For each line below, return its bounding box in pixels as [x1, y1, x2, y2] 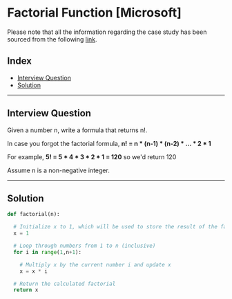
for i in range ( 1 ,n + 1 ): [13, 248, 81, 255]
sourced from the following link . [7, 35, 98, 43]
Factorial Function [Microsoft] [7, 5, 182, 21]
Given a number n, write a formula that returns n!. [7, 126, 148, 134]
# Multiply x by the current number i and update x [19, 261, 171, 268]
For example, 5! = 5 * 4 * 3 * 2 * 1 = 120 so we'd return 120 [7, 152, 177, 161]
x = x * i [19, 268, 48, 275]
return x [13, 287, 39, 293]
